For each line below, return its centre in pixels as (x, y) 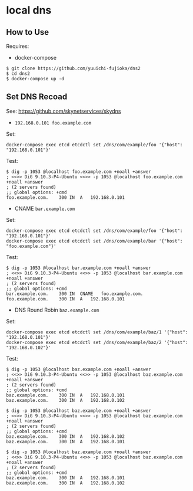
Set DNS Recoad (37, 97)
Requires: (18, 46)
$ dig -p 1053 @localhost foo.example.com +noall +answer (79, 172)
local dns (29, 10)
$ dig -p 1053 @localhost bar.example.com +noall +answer (79, 268)
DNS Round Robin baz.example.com (57, 310)
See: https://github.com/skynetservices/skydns (64, 111)
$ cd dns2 (18, 74)
